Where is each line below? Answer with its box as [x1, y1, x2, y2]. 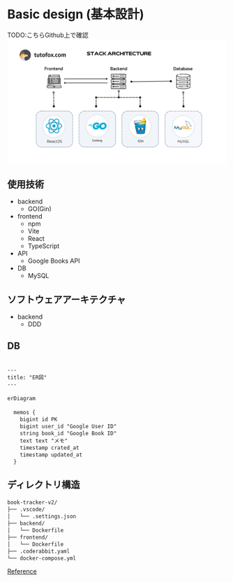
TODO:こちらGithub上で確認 [7, 31, 89, 39]
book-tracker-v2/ [7, 499, 58, 506]
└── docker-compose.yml [7, 555, 77, 562]
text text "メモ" [20, 437, 68, 444]
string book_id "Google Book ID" [20, 430, 117, 437]
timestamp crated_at [20, 444, 80, 451]
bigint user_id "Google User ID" [20, 423, 117, 430]
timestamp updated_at [20, 451, 82, 458]
